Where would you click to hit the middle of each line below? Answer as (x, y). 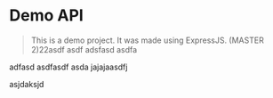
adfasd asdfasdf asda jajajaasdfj (68, 67)
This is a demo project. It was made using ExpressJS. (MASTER (147, 40)
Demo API (47, 16)
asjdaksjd (27, 84)
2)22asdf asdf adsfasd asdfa (84, 49)
